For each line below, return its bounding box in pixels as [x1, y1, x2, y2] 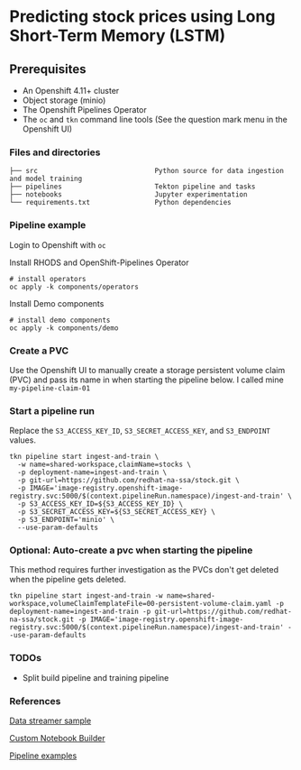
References [9, 694, 61, 707]
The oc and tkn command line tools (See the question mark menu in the [22, 115, 288, 124]
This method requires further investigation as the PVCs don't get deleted [9, 564, 279, 575]
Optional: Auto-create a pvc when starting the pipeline [9, 544, 253, 556]
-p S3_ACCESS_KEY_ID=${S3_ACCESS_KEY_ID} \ [17, 500, 183, 509]
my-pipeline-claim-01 [9, 383, 91, 393]
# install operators [9, 274, 87, 283]
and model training [9, 174, 83, 184]
